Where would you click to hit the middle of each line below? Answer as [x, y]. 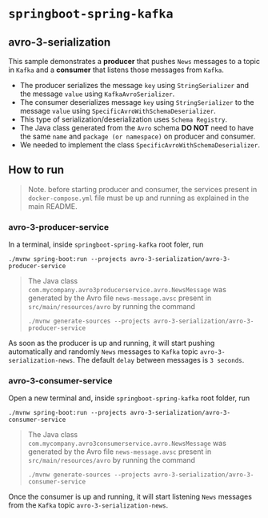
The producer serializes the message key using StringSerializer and [134, 85]
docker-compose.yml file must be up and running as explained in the [138, 198]
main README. [52, 206]
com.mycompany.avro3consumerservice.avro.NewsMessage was [127, 444]
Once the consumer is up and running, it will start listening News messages [130, 497]
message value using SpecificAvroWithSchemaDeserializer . [118, 111]
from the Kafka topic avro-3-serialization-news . [88, 505]
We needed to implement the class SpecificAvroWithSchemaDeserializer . [140, 145]
